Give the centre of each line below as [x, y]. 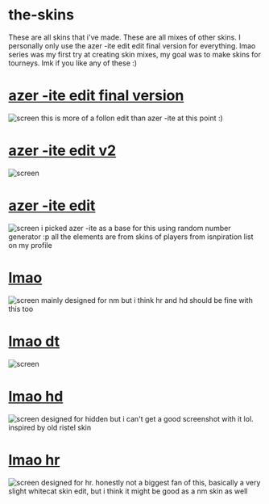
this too [21, 309]
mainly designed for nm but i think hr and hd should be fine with [147, 300]
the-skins [41, 15]
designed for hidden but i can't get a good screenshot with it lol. [147, 418]
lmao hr [34, 460]
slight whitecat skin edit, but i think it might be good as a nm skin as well [128, 491]
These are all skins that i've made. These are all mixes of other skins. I [124, 37]
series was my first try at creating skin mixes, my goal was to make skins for [135, 54]
